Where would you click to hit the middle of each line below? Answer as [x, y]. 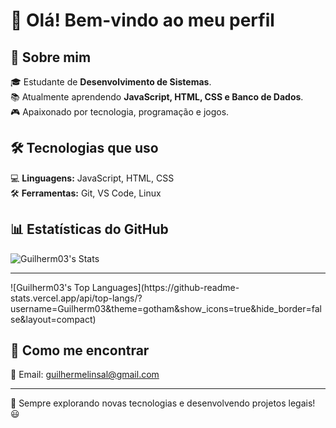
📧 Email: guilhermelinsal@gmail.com [85, 375]
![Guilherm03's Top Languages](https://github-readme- [125, 287]
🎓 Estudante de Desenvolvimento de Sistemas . [111, 82]
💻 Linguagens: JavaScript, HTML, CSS [92, 178]
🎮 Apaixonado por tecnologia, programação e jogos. [120, 112]
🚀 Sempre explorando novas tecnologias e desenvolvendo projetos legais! [163, 403]
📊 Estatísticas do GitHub [89, 229]
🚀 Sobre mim [51, 57]
